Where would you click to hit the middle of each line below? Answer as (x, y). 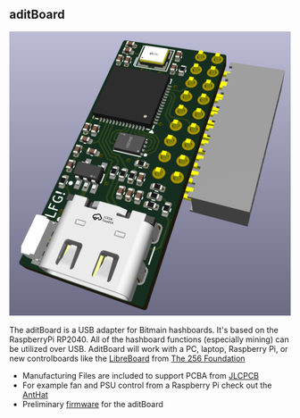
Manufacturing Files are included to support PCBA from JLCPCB (141, 376)
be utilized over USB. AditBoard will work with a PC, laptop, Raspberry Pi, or (149, 349)
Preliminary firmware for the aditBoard (92, 405)
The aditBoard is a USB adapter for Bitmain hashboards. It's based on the (144, 330)
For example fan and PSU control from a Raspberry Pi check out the (147, 385)
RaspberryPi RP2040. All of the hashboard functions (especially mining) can (149, 339)
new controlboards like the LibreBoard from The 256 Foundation (127, 359)
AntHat (35, 395)
